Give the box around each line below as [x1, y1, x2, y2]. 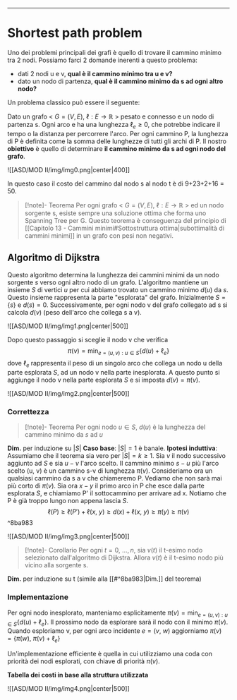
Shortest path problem [7, 25, 142, 41]
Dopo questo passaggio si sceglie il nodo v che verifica [7, 335, 169, 344]
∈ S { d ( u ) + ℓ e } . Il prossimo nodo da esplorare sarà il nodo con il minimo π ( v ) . [7, 617, 229, 628]
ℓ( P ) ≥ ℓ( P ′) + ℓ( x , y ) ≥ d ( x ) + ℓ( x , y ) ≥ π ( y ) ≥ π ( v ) [47, 507, 190, 516]
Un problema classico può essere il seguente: [7, 98, 140, 107]
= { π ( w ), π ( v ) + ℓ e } [7, 634, 61, 644]
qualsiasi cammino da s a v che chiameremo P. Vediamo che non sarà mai [7, 474, 222, 483]
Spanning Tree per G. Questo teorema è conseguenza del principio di [24, 216, 227, 224]
